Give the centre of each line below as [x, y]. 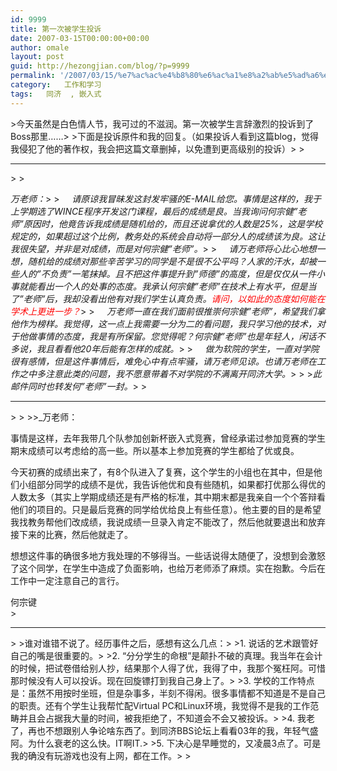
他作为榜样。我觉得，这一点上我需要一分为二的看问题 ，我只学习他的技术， [163, 323]
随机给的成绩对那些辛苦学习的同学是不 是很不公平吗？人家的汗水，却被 [172, 261]
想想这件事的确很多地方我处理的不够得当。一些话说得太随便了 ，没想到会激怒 [168, 555]
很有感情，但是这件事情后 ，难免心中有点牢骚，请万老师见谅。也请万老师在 [163, 361]
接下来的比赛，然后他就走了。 [71, 534]
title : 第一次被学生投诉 [56, 29]
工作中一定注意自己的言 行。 [67, 580]
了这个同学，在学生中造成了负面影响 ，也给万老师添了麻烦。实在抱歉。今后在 [168, 568]
